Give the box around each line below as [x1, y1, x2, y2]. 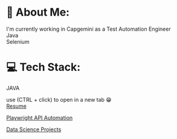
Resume [6, 102, 27, 110]
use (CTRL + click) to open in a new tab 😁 [6, 96, 112, 103]
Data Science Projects [6, 126, 62, 133]
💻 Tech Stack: [6, 60, 81, 74]
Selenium [6, 38, 30, 45]
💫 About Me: [6, 5, 70, 19]
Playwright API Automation [6, 114, 73, 121]
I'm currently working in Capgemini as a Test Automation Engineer [6, 25, 171, 32]
